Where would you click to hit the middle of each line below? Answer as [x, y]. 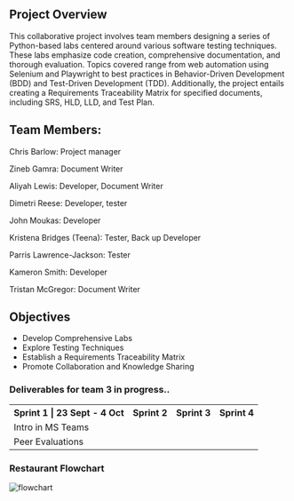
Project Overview [58, 15]
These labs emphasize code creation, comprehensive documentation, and [145, 55]
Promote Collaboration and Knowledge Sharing [108, 367]
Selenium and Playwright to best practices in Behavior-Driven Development [147, 74]
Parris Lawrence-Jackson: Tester [70, 254]
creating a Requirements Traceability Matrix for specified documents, [136, 92]
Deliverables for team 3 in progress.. [90, 390]
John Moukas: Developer [55, 220]
